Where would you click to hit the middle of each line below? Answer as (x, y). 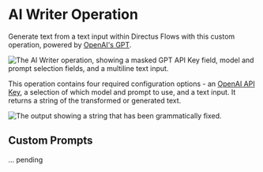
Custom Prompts (51, 141)
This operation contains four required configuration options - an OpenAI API (131, 84)
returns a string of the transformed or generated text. (95, 100)
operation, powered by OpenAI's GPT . (70, 44)
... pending (26, 159)
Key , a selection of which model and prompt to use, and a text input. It (122, 92)
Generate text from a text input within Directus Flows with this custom (122, 36)
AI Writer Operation (73, 15)
